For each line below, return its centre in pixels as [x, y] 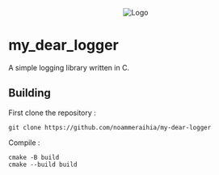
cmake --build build [43, 164]
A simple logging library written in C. [69, 67]
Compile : [24, 143]
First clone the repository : [53, 113]
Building [29, 93]
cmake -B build [34, 157]
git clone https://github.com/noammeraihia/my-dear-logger [110, 127]
